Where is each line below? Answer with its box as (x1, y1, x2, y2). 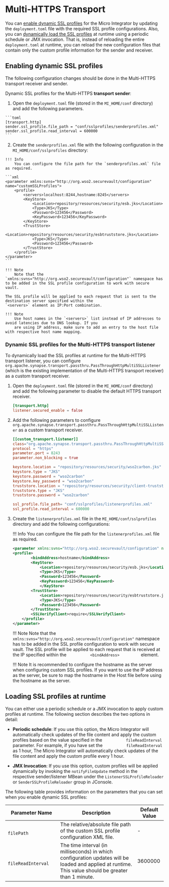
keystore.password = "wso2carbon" (12, 474, 85, 479)
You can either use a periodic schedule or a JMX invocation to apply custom (5, 706, 163, 712)
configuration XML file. (60, 833, 114, 841)
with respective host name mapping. (5, 329, 82, 334)
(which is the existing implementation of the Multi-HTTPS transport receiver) (5, 368, 164, 374)
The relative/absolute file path (60, 821, 131, 828)
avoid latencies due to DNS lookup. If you (5, 320, 98, 325)
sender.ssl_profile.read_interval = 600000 (5, 128, 98, 133)
